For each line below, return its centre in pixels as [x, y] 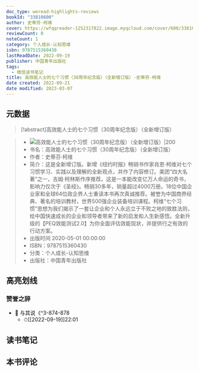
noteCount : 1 [22, 39]
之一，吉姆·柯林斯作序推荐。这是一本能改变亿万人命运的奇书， [113, 179]
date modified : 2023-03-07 [39, 89]
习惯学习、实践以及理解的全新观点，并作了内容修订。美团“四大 [106, 172]
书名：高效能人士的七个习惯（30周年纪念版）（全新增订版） [102, 149]
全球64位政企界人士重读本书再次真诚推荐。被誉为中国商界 [116, 193]
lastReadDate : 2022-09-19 [38, 56]
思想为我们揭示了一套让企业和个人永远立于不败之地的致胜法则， [115, 208]
